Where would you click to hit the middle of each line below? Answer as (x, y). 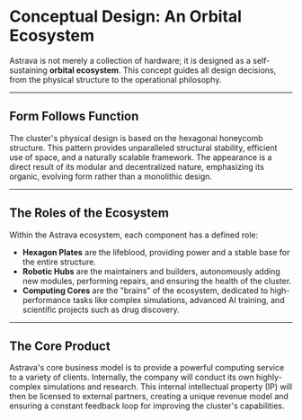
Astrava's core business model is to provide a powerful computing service (147, 368)
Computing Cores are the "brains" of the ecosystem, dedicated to (145, 290)
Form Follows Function (74, 116)
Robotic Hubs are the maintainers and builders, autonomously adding (151, 271)
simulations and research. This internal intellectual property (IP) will (168, 387)
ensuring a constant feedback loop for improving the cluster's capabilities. (147, 406)
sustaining (28, 70)
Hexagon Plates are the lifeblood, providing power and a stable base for (156, 252)
